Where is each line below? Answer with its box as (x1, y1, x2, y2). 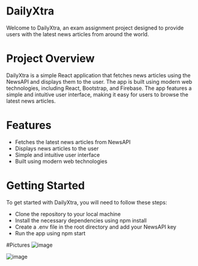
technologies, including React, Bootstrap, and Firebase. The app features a (6, 84, 192, 92)
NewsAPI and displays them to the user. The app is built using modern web (6, 78, 193, 85)
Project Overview (6, 52, 95, 66)
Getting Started (6, 179, 85, 192)
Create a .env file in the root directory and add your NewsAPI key (14, 223, 176, 230)
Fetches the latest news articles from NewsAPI (14, 138, 131, 145)
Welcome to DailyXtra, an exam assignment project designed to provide (6, 24, 184, 31)
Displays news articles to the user (14, 145, 99, 152)
